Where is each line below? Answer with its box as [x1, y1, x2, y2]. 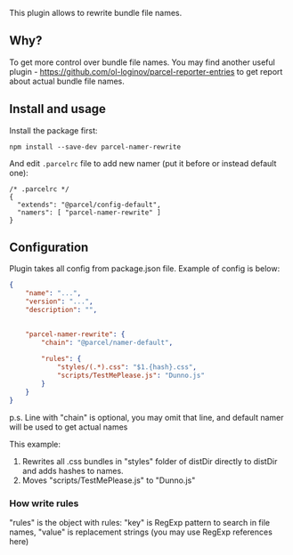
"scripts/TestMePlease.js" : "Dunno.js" [56, 371, 205, 381]
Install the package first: [9, 125, 98, 136]
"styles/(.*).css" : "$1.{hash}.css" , [56, 363, 198, 372]
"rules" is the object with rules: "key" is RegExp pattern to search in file [9, 517, 270, 527]
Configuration [9, 240, 89, 255]
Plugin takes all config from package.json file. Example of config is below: [9, 263, 281, 274]
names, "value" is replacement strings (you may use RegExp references [9, 527, 273, 537]
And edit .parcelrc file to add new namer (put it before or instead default [9, 157, 277, 168]
